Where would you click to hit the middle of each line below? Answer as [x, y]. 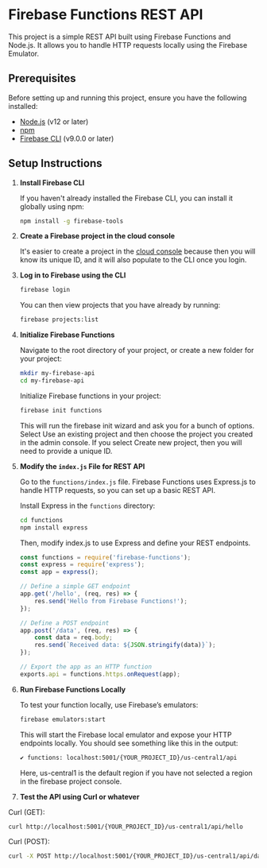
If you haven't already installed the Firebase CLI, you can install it [126, 198]
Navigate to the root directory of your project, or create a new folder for [137, 351]
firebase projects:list [59, 320]
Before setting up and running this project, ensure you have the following [128, 98]
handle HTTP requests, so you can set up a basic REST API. [118, 490]
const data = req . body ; [74, 637]
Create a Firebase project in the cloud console [97, 236]
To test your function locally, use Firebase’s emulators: [109, 704]
